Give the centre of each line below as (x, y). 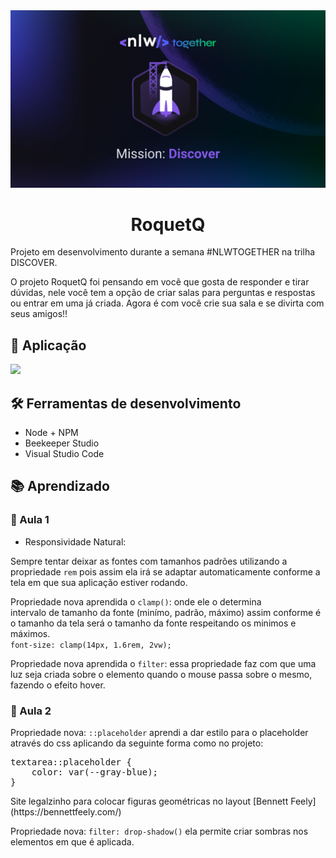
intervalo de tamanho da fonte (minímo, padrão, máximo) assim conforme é (166, 612)
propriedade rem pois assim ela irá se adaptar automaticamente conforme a (165, 571)
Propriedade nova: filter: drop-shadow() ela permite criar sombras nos (159, 831)
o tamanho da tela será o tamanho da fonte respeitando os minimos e (153, 623)
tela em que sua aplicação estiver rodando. (99, 582)
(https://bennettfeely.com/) (66, 812)
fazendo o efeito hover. (58, 685)
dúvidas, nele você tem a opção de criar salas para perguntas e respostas (163, 293)
